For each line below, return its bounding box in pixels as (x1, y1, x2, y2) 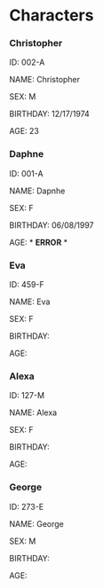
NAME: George (9, 518, 65, 529)
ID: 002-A (9, 57, 45, 67)
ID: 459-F (9, 279, 44, 290)
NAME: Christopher (9, 74, 81, 85)
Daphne (9, 148, 44, 161)
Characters (9, 5, 94, 26)
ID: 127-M (9, 390, 45, 401)
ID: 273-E (9, 501, 44, 512)
